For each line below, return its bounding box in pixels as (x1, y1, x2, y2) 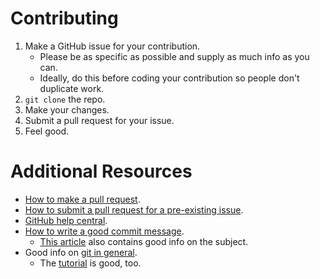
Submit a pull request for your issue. (24, 114, 175, 126)
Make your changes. (24, 103, 110, 116)
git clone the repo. (24, 93, 106, 105)
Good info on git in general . (24, 246, 138, 258)
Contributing (10, 7, 119, 30)
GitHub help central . (24, 214, 108, 226)
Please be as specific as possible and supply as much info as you (39, 50, 310, 62)
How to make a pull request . (24, 193, 141, 205)
